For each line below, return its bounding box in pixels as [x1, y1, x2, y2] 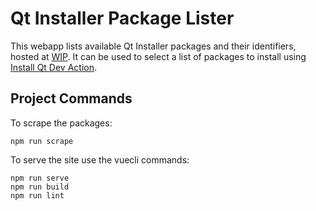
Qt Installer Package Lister [10, 7, 235, 30]
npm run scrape [10, 136, 74, 146]
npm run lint [10, 190, 65, 201]
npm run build [10, 182, 70, 192]
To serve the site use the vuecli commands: [10, 153, 190, 166]
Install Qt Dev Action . [10, 61, 98, 73]
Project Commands [10, 90, 133, 107]
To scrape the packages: [10, 117, 113, 129]
